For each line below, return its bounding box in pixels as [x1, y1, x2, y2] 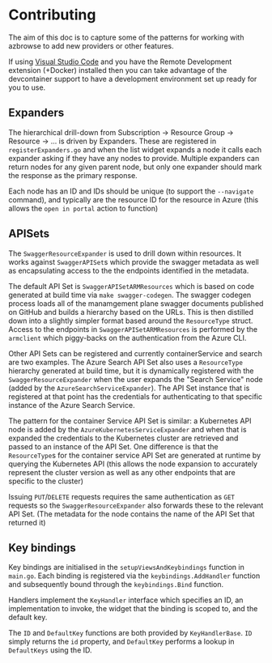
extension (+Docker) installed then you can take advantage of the [8, 65, 227, 74]
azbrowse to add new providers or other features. [8, 40, 174, 50]
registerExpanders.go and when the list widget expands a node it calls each [8, 144, 262, 155]
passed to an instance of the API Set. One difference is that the [8, 441, 219, 451]
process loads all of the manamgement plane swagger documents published [8, 298, 264, 308]
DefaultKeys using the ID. [8, 645, 92, 655]
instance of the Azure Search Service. [8, 400, 135, 410]
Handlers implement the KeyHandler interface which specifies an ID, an [8, 595, 244, 605]
